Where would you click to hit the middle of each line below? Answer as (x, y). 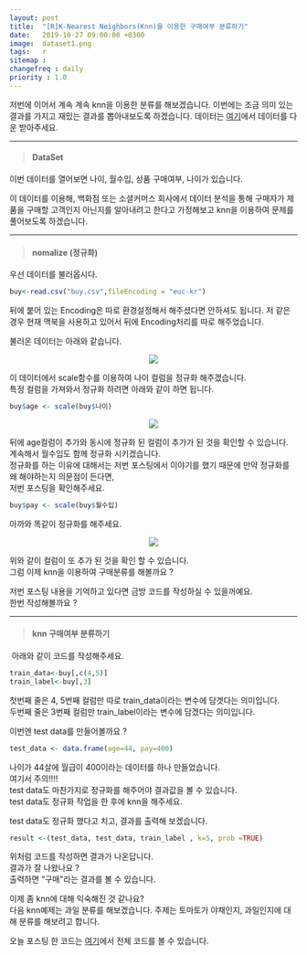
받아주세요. (39, 127)
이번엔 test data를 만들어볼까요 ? (69, 731)
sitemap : (28, 60)
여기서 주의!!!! (34, 779)
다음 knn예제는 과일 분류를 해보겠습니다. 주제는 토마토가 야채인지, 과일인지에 (145, 910)
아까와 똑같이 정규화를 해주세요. (66, 524)
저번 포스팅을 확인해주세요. (57, 488)
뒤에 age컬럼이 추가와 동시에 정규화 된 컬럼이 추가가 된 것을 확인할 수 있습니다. (149, 442)
